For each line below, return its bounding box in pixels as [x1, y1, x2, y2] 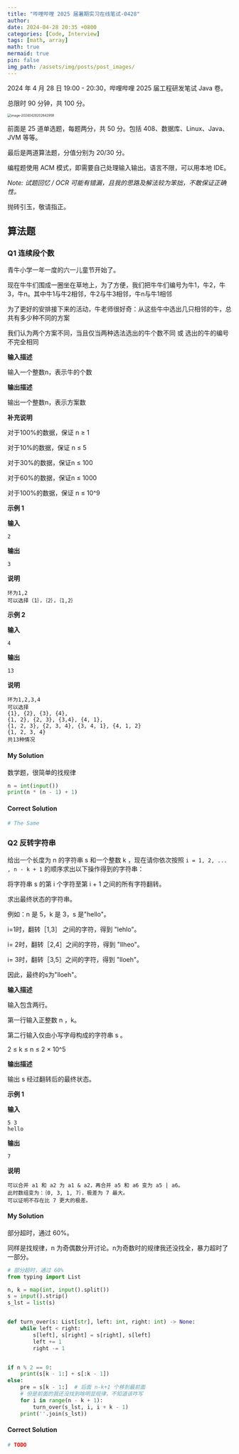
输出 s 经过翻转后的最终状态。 [7, 1074, 96, 1083]
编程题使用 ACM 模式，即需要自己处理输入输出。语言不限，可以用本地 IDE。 [7, 163, 230, 171]
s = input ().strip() [7, 1293, 69, 1300]
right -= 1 [33, 1345, 65, 1352]
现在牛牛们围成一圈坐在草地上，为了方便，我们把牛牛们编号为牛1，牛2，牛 [7, 281, 226, 289]
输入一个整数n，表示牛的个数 [7, 368, 92, 377]
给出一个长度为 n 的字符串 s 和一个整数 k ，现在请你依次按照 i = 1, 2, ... [7, 855, 228, 864]
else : [7, 1377, 23, 1384]
